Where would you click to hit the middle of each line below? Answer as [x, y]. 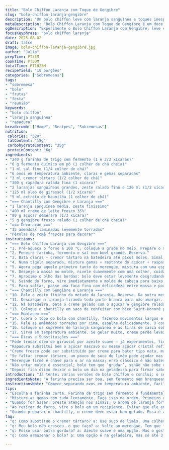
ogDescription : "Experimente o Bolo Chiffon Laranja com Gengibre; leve [83, 29]
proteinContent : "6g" [30, 150]
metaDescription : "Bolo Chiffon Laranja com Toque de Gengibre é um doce [84, 24]
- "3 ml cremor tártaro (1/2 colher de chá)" [54, 178]
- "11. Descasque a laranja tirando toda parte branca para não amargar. [84, 300]
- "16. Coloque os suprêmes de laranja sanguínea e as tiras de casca [81, 328]
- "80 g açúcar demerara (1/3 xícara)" [47, 216]
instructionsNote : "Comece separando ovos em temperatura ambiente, [78, 384]
